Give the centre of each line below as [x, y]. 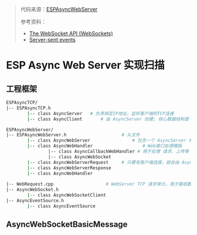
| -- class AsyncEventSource [61, 206]
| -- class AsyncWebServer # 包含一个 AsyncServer [107, 140]
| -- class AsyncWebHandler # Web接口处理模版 [105, 146]
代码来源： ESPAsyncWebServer [59, 9]
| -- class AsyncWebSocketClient [67, 195]
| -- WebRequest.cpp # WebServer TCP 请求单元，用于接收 [97, 184]
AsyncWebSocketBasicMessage [67, 225]
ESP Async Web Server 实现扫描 [86, 66]
